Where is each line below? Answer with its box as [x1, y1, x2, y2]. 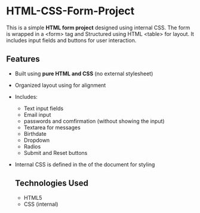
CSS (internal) [23, 200, 59, 208]
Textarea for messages [23, 124, 81, 131]
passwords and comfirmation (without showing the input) [23, 117, 165, 124]
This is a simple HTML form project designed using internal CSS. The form [6, 24, 190, 31]
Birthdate [23, 130, 47, 137]
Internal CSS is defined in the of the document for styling [14, 160, 155, 168]
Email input [23, 111, 51, 118]
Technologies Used [14, 178, 88, 188]
